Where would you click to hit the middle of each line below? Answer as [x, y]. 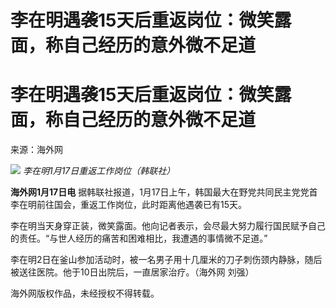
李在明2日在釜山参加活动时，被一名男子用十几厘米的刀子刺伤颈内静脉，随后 [166, 260]
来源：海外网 [36, 150]
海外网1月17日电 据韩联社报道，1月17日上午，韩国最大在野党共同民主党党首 [164, 192]
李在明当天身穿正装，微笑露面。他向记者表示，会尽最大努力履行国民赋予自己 [168, 226]
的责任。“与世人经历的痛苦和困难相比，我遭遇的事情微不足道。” [139, 238]
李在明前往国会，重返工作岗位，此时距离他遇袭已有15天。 [128, 205]
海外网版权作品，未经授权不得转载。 [85, 293]
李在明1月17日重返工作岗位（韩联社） [99, 171]
